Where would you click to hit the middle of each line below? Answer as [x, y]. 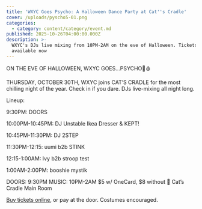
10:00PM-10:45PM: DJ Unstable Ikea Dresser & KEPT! [73, 123]
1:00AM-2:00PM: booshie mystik [47, 170]
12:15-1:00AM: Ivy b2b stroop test [48, 158]
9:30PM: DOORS [27, 112]
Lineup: [16, 100]
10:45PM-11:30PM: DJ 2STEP [43, 135]
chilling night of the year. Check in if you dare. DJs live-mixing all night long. [100, 88]
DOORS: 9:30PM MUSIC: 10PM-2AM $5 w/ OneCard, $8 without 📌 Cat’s [95, 181]
